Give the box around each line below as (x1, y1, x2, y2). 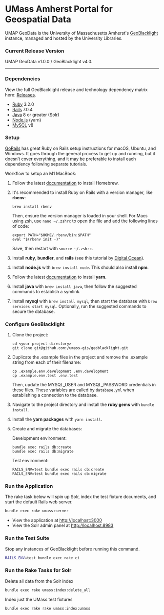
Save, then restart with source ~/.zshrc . (12, 245, 93, 251)
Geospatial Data (5, 14, 72, 25)
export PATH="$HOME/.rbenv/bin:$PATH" (12, 233, 91, 237)
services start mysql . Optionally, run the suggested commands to (12, 303, 146, 309)
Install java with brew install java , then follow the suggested (12, 283, 137, 289)
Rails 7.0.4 (12, 106, 33, 112)
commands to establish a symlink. (12, 288, 81, 294)
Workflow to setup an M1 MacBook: (5, 170, 77, 176)
